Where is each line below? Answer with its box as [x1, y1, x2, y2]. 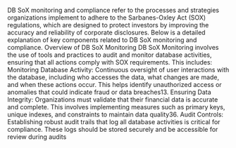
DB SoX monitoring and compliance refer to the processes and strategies [7, 6, 220, 14]
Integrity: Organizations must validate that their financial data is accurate [7, 95, 218, 104]
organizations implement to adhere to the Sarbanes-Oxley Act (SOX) [7, 13, 206, 22]
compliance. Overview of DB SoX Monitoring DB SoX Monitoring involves [7, 43, 219, 51]
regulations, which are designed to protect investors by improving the [7, 21, 209, 29]
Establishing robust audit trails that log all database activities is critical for [7, 118, 221, 126]
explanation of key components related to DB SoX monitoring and [7, 36, 197, 44]
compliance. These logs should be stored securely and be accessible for [7, 126, 218, 133]
